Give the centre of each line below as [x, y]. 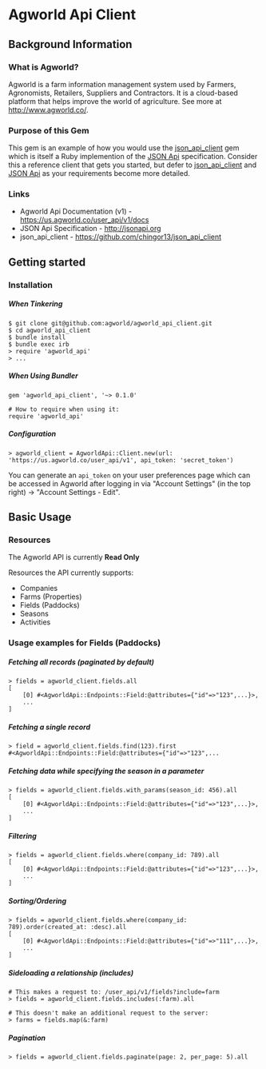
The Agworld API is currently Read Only [74, 557]
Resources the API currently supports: [71, 572]
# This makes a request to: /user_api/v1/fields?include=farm [114, 992]
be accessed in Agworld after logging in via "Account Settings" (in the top [130, 483]
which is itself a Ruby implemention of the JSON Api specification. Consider [133, 157]
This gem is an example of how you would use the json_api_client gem [124, 148]
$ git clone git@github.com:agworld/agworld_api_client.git [111, 323]
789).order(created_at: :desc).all [67, 927]
